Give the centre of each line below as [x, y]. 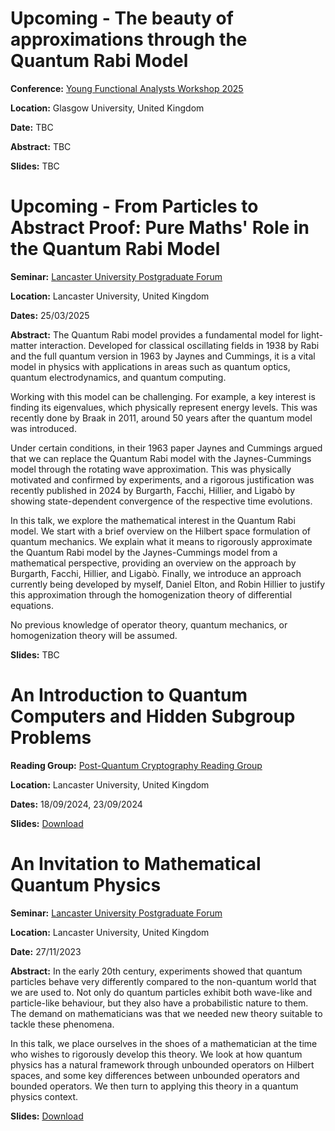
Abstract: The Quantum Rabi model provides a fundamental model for [155, 334]
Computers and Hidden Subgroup [153, 716]
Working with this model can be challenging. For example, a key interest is [163, 396]
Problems [51, 738]
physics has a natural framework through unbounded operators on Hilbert [162, 1064]
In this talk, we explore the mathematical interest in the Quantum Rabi [153, 520]
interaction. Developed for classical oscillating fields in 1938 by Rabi [179, 345]
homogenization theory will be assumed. [94, 635]
